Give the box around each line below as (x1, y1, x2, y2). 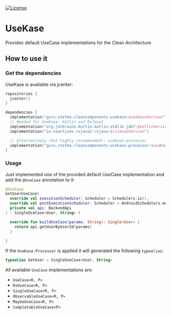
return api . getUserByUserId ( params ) (14, 224, 93, 229)
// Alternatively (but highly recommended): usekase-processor (10, 138, 147, 143)
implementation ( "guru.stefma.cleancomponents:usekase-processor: (10, 143, 152, 148)
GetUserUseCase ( (5, 191, 40, 197)
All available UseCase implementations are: (5, 267, 93, 273)
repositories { (5, 91, 38, 96)
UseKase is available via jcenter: (5, 81, 73, 87)
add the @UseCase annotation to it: (5, 177, 75, 183)
